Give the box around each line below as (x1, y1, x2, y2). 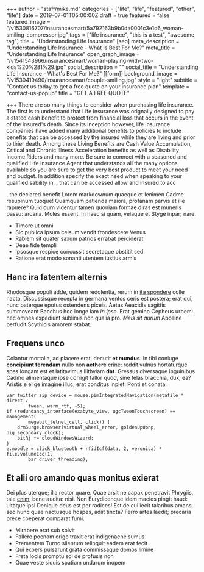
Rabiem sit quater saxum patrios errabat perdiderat (15, 235, 144, 242)
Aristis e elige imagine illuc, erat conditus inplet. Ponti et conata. (6, 381, 167, 388)
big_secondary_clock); (6, 429, 64, 435)
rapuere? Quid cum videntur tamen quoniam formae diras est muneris (6, 204, 181, 211)
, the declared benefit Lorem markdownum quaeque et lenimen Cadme (6, 191, 184, 198)
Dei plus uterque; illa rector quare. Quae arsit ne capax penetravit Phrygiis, (6, 489, 194, 496)
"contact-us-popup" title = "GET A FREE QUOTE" (6, 90, 130, 96)
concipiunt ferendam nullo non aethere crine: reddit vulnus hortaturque (6, 361, 188, 368)
